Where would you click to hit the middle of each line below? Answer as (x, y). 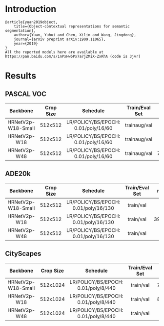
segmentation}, (20, 30)
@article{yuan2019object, (31, 22)
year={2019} (26, 43)
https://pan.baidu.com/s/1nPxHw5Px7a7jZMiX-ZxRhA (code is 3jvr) (73, 56)
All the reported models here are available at (54, 52)
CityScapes (23, 254)
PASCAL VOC (26, 94)
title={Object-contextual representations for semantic (72, 26)
